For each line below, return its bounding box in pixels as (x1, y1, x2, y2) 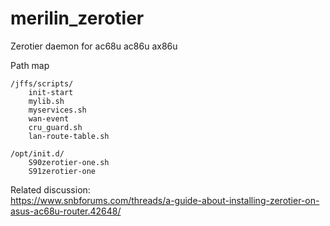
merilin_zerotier (10, 7, 145, 30)
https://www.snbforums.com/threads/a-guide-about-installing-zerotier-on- (10, 194, 320, 206)
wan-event (28, 113, 70, 124)
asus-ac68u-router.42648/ (10, 205, 122, 217)
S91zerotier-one (28, 166, 97, 176)
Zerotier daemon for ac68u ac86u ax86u (10, 40, 178, 52)
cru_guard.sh (28, 122, 83, 132)
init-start (28, 87, 74, 97)
